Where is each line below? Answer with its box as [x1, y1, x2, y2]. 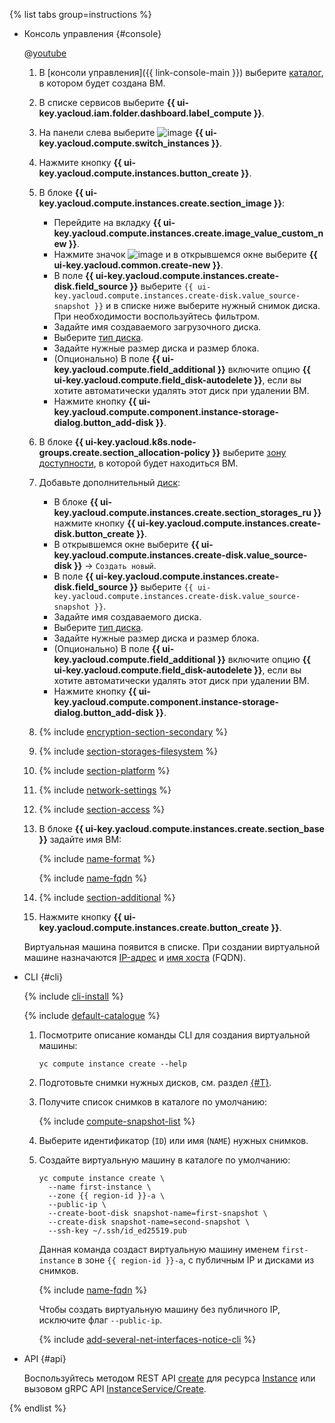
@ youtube [23, 47, 67, 59]
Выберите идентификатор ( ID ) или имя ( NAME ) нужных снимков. [38, 1135, 309, 1146]
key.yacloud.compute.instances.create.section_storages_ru [53, 507, 312, 518]
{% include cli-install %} [23, 990, 124, 1002]
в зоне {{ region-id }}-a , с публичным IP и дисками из [77, 1254, 315, 1266]
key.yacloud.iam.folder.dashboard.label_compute [38, 107, 252, 119]
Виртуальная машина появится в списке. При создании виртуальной [23, 941, 321, 953]
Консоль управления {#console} [23, 28, 162, 39]
